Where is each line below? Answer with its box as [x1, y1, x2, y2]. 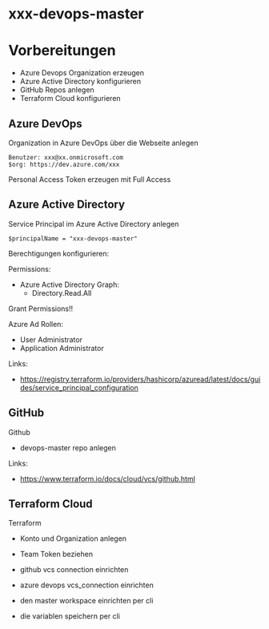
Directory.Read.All [31, 288, 92, 297]
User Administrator [19, 334, 82, 345]
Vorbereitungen [8, 42, 116, 60]
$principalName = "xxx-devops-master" [8, 234, 138, 243]
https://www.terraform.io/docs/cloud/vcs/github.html [19, 474, 196, 483]
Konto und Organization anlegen [19, 534, 126, 543]
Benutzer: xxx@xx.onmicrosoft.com [8, 153, 124, 161]
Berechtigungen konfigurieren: [8, 248, 110, 258]
